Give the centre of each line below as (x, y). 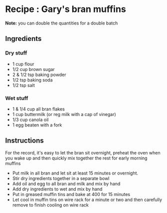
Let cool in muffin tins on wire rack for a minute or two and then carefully (87, 199)
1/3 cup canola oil (30, 119)
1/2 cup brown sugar (33, 69)
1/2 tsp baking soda (33, 80)
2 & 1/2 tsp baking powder (39, 74)
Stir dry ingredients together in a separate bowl (61, 178)
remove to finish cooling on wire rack (50, 205)
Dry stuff (16, 53)
